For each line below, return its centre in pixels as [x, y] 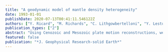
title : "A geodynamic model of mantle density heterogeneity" [71, 10]
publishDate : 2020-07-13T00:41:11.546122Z [50, 19]
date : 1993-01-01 [23, 14]
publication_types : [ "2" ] [32, 28]
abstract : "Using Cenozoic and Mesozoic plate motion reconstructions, [81, 33]
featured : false [22, 38]
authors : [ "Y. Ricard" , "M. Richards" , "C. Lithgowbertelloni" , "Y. [78, 24]
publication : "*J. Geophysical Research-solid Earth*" [63, 42]
